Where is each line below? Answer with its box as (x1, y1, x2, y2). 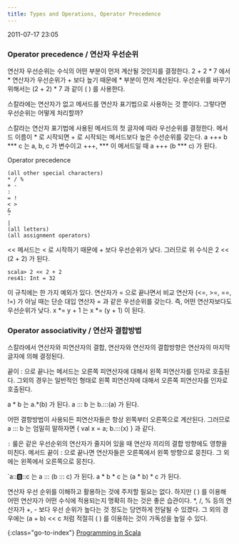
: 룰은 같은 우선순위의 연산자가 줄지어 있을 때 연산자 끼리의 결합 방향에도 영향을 (7, 439, 228, 448)
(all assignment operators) (7, 232, 91, 239)
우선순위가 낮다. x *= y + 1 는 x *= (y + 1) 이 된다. (7, 306, 146, 314)
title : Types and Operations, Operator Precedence (7, 10, 161, 18)
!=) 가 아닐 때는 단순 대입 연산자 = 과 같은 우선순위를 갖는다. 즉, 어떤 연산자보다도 (7, 297, 233, 305)
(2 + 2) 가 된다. (7, 254, 50, 262)
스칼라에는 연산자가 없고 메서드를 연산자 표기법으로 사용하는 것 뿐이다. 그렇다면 (7, 99, 227, 108)
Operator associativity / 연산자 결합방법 (7, 325, 142, 335)
